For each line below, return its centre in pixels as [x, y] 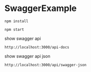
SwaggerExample [41, 8]
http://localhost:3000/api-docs [37, 47]
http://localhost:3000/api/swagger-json [46, 65]
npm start [14, 29]
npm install [16, 21]
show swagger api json [27, 56]
